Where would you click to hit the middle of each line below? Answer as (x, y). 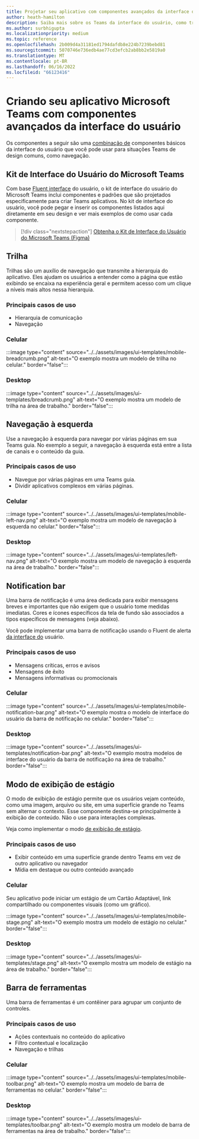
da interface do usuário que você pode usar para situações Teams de (91, 149)
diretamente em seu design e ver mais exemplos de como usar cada (89, 214)
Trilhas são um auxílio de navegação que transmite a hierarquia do (87, 271)
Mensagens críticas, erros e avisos (57, 665)
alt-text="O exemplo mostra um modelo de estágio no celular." (111, 922)
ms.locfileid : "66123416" (38, 72)
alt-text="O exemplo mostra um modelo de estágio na (126, 962)
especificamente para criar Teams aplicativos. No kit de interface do (90, 201)
